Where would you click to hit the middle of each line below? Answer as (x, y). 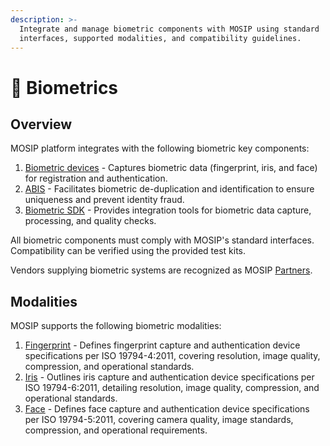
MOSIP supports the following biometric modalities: (116, 326)
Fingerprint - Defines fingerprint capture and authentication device (162, 345)
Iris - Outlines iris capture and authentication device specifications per (169, 377)
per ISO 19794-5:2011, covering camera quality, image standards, (159, 420)
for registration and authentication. (96, 178)
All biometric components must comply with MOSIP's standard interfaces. (162, 240)
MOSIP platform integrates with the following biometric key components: (160, 148)
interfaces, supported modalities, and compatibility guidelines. (160, 38)
